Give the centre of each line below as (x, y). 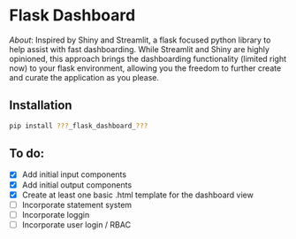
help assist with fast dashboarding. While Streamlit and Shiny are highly (139, 49)
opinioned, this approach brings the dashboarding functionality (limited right (148, 58)
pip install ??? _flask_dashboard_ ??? (79, 126)
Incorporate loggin (56, 214)
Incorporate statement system (77, 204)
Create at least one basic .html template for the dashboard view (137, 195)
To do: (27, 154)
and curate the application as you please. (84, 77)
